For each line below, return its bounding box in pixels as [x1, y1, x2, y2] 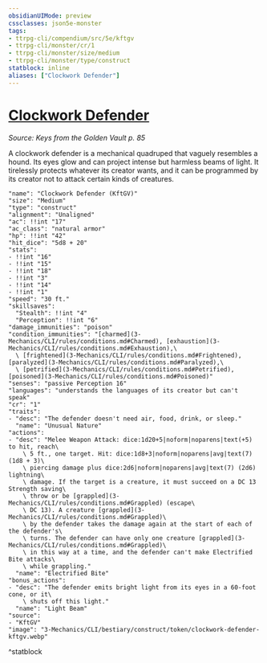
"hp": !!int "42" [8, 231, 67, 239]
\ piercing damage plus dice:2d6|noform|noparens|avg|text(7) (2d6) [22, 464, 257, 472]
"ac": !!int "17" [8, 218, 67, 226]
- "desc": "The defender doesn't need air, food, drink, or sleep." [8, 415, 242, 423]
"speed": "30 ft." [8, 295, 70, 303]
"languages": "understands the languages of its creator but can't [8, 387, 239, 395]
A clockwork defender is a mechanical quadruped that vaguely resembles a [8, 148, 258, 158]
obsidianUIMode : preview [8, 11, 91, 20]
